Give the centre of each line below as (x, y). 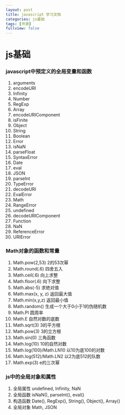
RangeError (25, 205)
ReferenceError (28, 231)
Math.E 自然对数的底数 (36, 318)
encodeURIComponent (36, 114)
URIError (22, 237)
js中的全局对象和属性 (31, 376)
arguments (24, 82)
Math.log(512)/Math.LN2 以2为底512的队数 (56, 356)
